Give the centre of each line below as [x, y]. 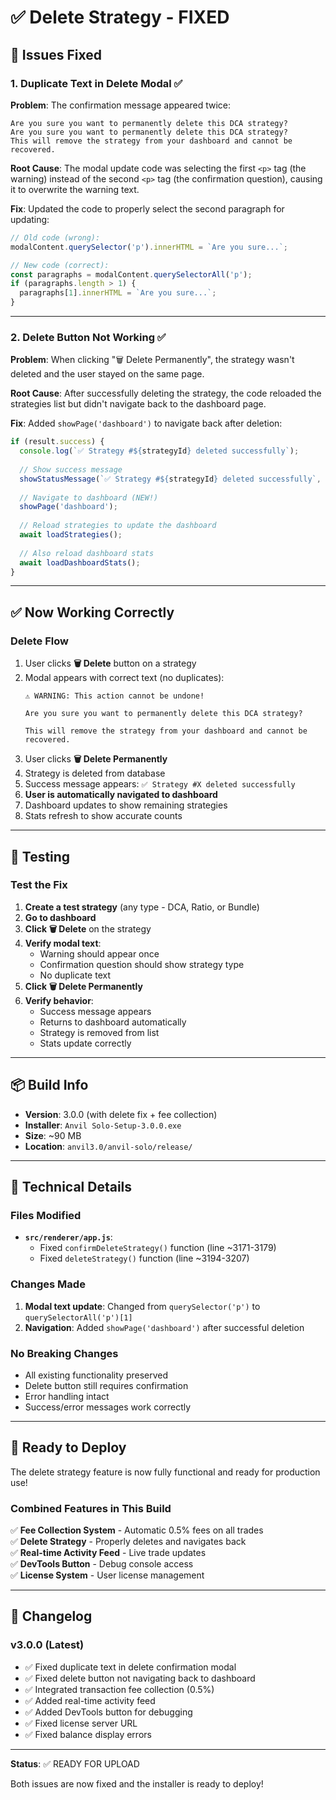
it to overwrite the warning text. [75, 189]
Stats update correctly [85, 1043]
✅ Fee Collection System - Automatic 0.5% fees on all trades [137, 1530]
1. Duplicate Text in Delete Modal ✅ [96, 83]
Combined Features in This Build [91, 1508]
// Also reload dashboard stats [87, 553]
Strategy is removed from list [99, 1032]
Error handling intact [67, 1396]
